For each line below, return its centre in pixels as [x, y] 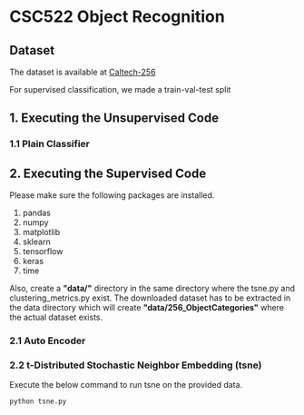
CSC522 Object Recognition [117, 17]
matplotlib [41, 232]
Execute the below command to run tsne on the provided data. [126, 385]
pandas [37, 213]
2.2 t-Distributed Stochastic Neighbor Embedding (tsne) [136, 365]
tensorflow [43, 252]
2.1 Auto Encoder [48, 341]
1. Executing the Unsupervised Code [114, 119]
